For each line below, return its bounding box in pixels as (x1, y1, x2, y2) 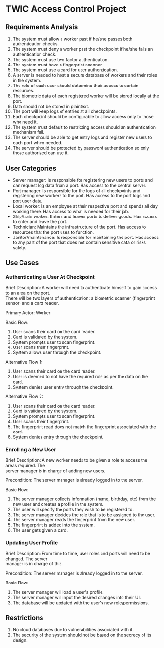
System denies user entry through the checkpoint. (12, 384, 114, 389)
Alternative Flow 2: (5, 393, 43, 399)
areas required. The (5, 462, 45, 468)
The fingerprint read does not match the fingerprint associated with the (12, 424, 156, 430)
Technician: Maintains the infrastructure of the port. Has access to (12, 224, 146, 230)
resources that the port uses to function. (12, 229, 94, 235)
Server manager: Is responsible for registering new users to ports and (12, 177, 153, 183)
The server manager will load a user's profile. (12, 589, 104, 595)
